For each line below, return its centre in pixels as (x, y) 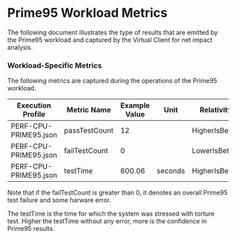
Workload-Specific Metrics (55, 65)
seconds (171, 171)
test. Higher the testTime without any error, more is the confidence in (107, 221)
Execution (34, 105)
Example (135, 105)
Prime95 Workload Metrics (87, 13)
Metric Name (88, 110)
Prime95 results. (31, 229)
